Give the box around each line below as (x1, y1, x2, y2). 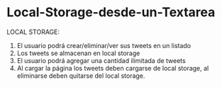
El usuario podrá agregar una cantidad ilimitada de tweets (16, 56, 186, 64)
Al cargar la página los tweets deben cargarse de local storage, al (16, 64, 209, 72)
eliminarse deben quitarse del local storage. (16, 71, 145, 80)
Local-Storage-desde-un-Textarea (6, 4, 216, 21)
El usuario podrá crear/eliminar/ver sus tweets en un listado (16, 41, 192, 50)
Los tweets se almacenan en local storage (16, 49, 140, 57)
